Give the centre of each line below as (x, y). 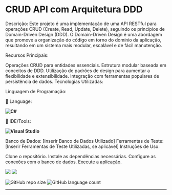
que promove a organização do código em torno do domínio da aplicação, (83, 40)
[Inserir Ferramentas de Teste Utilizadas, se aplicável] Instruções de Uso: (83, 146)
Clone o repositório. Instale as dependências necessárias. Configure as (81, 156)
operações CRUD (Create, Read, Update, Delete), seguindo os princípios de (85, 29)
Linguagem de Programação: (36, 91)
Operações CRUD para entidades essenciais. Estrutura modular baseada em (86, 65)
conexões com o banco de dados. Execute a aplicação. (63, 162)
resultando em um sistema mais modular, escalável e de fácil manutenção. (84, 45)
